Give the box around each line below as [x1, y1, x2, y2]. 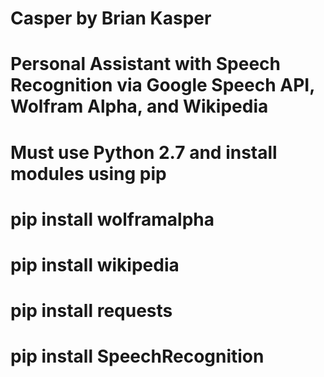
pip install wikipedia [10, 253, 180, 276]
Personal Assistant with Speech [10, 53, 281, 76]
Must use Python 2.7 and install [10, 141, 278, 164]
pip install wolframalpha [10, 208, 215, 231]
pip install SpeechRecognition [10, 345, 265, 368]
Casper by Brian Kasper [10, 7, 212, 30]
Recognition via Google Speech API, [10, 74, 315, 97]
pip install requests [10, 300, 173, 322]
